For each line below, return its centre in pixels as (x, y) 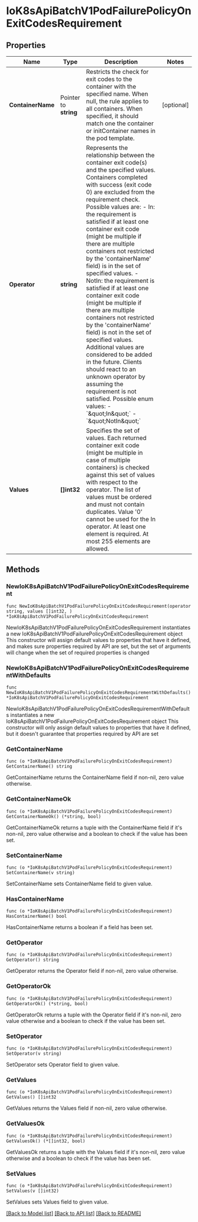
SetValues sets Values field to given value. (57, 1202)
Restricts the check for (118, 72)
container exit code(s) (117, 162)
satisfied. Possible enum (120, 399)
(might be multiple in (115, 453)
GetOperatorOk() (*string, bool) (47, 1003)
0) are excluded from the (121, 192)
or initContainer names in (121, 131)
